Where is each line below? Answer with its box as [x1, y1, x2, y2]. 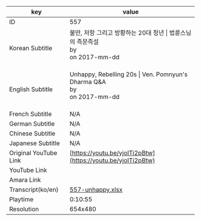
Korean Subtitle [9, 44, 53, 52]
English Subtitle [9, 85, 53, 93]
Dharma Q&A [69, 78, 106, 86]
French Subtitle [9, 110, 52, 118]
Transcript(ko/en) [9, 186, 59, 193]
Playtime [9, 195, 34, 203]
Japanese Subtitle [9, 139, 60, 147]
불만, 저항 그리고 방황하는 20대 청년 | [69, 29, 168, 37]
